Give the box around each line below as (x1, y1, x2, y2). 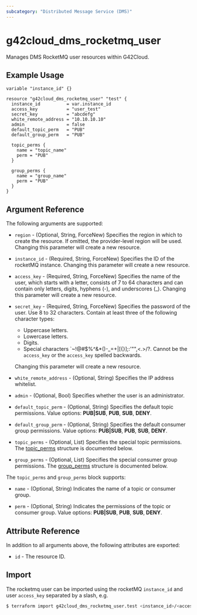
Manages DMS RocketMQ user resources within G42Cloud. (6, 53, 150, 60)
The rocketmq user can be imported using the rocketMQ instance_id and (6, 585, 183, 593)
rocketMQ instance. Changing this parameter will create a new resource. (14, 262, 190, 269)
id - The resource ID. (14, 553, 66, 560)
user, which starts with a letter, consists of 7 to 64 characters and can (14, 279, 184, 286)
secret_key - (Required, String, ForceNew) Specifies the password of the (14, 303, 191, 310)
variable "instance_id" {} (6, 86, 72, 92)
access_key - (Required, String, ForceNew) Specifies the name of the (14, 273, 181, 280)
